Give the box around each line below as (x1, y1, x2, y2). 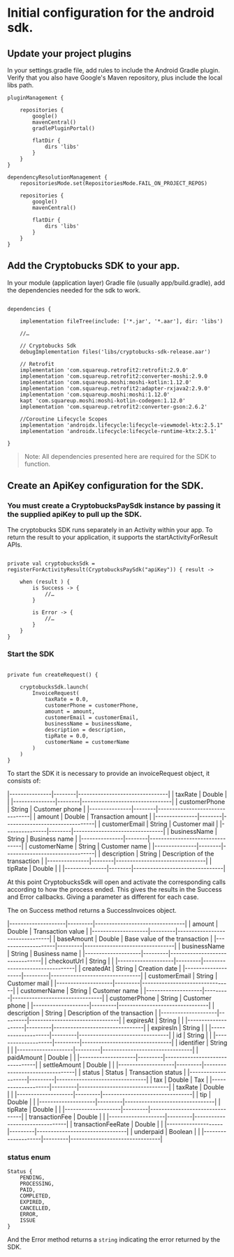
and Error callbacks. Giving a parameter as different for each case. (7, 892, 199, 901)
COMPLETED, (20, 1193, 52, 1200)
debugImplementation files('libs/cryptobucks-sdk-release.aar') (20, 348, 211, 355)
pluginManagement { (7, 94, 64, 101)
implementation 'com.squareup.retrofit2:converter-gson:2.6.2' (20, 403, 208, 410)
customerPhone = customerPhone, (44, 702, 139, 709)
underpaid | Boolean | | (133, 1127, 200, 1135)
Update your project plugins (7, 47, 131, 59)
